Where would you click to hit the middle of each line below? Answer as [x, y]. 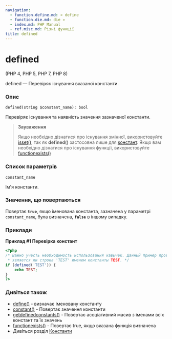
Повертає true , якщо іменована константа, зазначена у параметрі [78, 211]
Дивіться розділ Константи [42, 331]
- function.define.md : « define [45, 15]
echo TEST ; [26, 270]
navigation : [18, 10]
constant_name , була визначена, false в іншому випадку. [67, 217]
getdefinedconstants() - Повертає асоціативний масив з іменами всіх [88, 314]
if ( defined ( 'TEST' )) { [31, 265]
